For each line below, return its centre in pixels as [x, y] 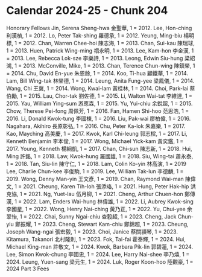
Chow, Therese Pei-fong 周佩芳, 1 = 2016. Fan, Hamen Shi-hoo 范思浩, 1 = [97, 111]
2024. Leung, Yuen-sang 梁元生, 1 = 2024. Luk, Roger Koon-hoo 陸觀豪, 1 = [100, 262]
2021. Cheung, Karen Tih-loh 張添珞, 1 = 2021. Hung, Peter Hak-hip [106, 186]
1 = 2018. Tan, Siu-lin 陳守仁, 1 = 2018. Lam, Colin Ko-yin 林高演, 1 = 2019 [96, 164]
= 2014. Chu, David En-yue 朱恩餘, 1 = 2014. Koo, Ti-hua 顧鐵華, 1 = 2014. [97, 73]
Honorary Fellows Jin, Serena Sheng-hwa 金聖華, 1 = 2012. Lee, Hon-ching [99, 28]
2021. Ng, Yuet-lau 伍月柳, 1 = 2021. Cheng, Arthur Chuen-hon [106, 194]
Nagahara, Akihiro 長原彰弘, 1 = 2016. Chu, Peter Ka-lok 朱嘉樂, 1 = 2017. [96, 126]
